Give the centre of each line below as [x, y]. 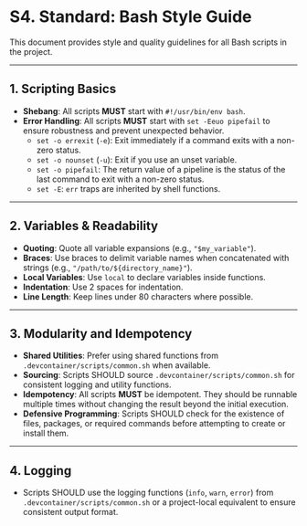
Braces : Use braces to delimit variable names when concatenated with [156, 258]
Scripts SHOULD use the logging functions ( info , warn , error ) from [148, 493]
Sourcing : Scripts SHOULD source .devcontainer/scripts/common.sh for [159, 375]
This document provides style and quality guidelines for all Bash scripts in [148, 42]
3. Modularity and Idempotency [101, 334]
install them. [46, 433]
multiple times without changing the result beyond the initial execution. [156, 405]
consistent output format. [70, 512]
